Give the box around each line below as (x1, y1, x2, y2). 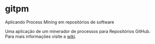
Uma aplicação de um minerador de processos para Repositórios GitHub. (5, 28, 151, 34)
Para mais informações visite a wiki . (5, 33, 76, 39)
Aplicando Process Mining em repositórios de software (5, 19, 114, 25)
